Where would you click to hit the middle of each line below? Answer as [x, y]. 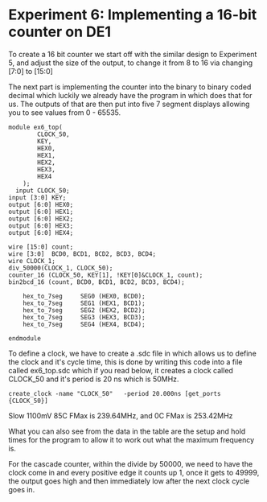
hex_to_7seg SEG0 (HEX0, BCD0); [84, 296]
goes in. [22, 489]
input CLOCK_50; [43, 191]
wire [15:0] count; [41, 247]
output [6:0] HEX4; [41, 232]
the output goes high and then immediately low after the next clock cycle [129, 481]
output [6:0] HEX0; [41, 204]
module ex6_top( [35, 127]
